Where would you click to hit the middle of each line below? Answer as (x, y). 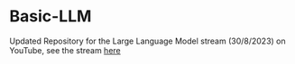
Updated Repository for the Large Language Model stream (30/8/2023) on (147, 41)
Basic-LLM (51, 16)
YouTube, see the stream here (65, 50)
